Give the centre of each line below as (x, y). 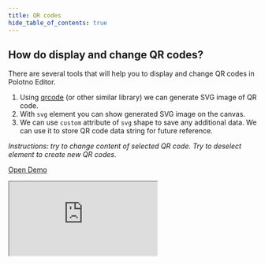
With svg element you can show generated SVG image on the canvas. (132, 114)
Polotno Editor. (32, 82)
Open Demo (28, 170)
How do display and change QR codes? (106, 55)
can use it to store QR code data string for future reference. (116, 131)
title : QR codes (35, 15)
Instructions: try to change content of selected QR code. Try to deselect (125, 146)
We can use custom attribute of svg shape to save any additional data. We (138, 122)
